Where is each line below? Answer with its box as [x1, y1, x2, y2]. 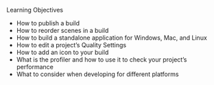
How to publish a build [16, 19, 80, 27]
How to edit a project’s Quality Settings [16, 41, 127, 49]
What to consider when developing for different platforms [16, 70, 179, 78]
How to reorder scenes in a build [16, 27, 109, 34]
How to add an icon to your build [16, 48, 109, 56]
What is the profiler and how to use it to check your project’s [16, 56, 187, 64]
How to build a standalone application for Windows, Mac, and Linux [16, 34, 207, 42]
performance [16, 63, 54, 71]
